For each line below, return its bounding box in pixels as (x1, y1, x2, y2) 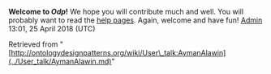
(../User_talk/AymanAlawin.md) (8, 56, 112, 66)
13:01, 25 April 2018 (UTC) (8, 24, 96, 33)
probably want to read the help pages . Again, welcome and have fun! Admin (8, 15, 263, 25)
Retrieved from (8, 39, 58, 49)
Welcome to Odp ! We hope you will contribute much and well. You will (8, 7, 244, 16)
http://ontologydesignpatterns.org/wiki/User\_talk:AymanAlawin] (11, 48, 226, 57)
